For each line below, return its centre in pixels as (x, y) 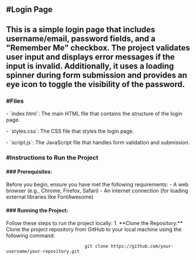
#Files (15, 100)
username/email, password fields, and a (81, 38)
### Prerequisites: (29, 171)
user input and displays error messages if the (90, 57)
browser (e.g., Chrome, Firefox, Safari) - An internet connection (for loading (97, 191)
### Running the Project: (37, 210)
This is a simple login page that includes (81, 30)
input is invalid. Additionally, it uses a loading (90, 66)
